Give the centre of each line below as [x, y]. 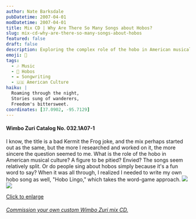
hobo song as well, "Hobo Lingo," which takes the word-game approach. [93, 179]
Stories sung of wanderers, [45, 98]
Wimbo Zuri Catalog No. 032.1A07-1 [50, 128]
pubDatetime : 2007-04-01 [36, 17]
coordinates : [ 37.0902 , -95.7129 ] [48, 109]
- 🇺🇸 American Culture [40, 83]
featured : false [26, 39]
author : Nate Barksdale [35, 11]
